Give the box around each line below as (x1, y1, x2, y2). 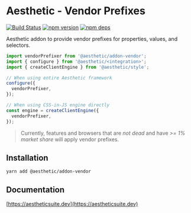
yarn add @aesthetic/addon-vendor (6, 169, 92, 174)
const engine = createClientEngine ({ (6, 107, 99, 113)
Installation (6, 152, 48, 163)
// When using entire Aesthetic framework (6, 75, 112, 81)
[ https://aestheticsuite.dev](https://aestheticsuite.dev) (6, 201, 138, 208)
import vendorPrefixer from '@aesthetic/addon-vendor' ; (6, 53, 147, 59)
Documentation (6, 185, 65, 195)
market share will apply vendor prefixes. (20, 135, 119, 143)
